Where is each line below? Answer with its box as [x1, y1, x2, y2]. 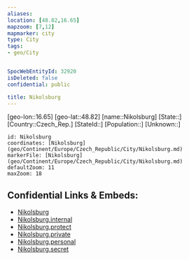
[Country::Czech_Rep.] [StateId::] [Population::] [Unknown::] [7, 120, 181, 129]
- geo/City [7, 50, 39, 57]
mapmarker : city [7, 29, 55, 37]
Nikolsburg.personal [17, 238, 76, 246]
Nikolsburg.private [17, 230, 71, 238]
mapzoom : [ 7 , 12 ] [7, 23, 55, 30]
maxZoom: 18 [7, 171, 42, 178]
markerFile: [7, 152, 42, 159]
